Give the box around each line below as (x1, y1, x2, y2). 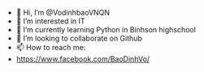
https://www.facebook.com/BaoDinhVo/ (15, 54, 150, 64)
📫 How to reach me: (15, 43, 86, 52)
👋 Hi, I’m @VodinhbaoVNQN (15, 8, 111, 17)
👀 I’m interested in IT (15, 16, 85, 26)
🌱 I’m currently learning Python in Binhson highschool (15, 25, 197, 34)
